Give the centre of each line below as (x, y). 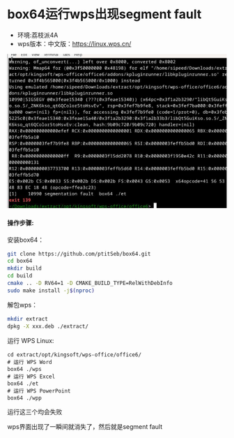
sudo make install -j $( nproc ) (51, 291)
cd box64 (20, 261)
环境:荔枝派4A (38, 35)
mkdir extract (28, 319)
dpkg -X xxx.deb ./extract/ (48, 326)
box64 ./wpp (24, 398)
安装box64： (26, 240)
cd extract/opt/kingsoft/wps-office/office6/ (74, 355)
